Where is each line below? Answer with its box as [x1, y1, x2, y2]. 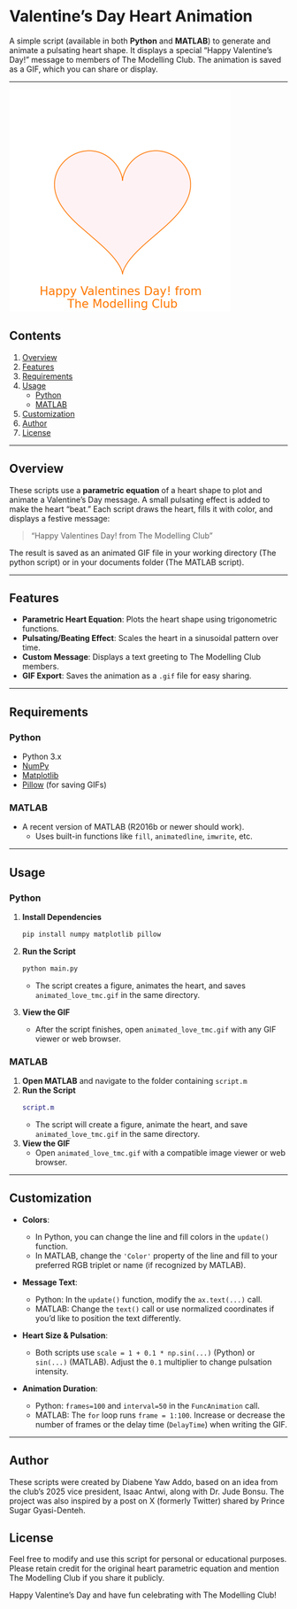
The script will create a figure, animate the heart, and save [34, 1118, 248, 1130]
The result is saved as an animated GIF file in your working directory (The [9, 547, 277, 558]
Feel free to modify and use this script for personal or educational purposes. [9, 1554, 287, 1565]
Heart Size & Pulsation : [21, 1330, 109, 1341]
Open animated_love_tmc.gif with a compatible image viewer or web [34, 1147, 286, 1157]
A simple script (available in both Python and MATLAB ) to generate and [9, 35, 271, 46]
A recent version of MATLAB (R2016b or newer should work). [21, 822, 245, 832]
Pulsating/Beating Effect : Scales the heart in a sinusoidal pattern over [21, 633, 278, 644]
